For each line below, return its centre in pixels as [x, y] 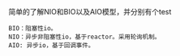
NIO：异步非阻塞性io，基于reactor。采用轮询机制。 [84, 37]
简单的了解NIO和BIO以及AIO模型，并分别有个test [90, 12]
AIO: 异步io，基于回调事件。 [51, 46]
